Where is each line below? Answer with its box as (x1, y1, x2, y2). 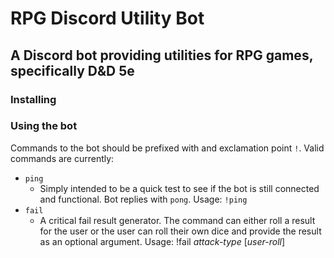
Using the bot (10, 119, 78, 133)
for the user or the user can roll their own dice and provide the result (39, 225, 322, 237)
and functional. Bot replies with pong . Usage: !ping (39, 193, 248, 205)
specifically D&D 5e (10, 62, 135, 79)
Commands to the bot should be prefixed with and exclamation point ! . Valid (10, 142, 325, 154)
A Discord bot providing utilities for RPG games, (10, 47, 314, 64)
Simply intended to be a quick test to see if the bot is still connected (39, 182, 320, 194)
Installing (10, 92, 57, 106)
